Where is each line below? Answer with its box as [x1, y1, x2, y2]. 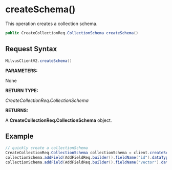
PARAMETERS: [5, 68, 38, 74]
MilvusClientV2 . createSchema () [5, 58, 72, 63]
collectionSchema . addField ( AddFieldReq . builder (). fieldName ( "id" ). [5, 155, 153, 160]
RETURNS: [5, 107, 28, 113]
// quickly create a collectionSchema [5, 145, 88, 151]
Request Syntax [5, 45, 57, 53]
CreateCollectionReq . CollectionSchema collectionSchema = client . [5, 150, 150, 156]
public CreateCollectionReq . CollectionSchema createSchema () [5, 30, 139, 35]
